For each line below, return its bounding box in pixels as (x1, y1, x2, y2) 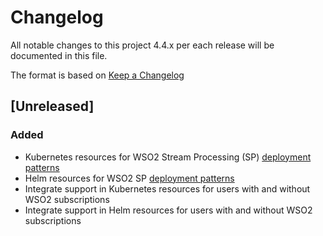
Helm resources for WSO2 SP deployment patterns (24, 172, 235, 184)
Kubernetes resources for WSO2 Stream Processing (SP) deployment (24, 151, 312, 163)
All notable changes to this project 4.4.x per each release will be (10, 39, 275, 51)
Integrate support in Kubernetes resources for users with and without (24, 182, 311, 195)
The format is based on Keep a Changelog (10, 69, 185, 81)
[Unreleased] (10, 98, 95, 115)
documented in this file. (10, 49, 108, 61)
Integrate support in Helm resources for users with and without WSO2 (24, 204, 313, 216)
